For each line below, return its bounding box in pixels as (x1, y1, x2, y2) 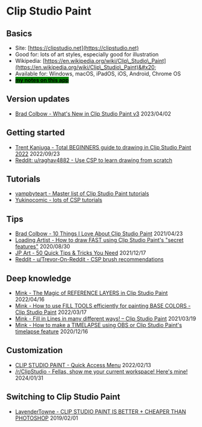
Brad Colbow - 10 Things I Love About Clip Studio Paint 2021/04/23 (15, 230, 183, 237)
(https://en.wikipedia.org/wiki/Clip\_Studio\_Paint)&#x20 (15, 64, 155, 71)
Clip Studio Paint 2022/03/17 (15, 308, 87, 316)
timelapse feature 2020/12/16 (15, 328, 88, 335)
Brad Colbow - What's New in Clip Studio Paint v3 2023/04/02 (15, 110, 171, 117)
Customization (6, 345, 64, 356)
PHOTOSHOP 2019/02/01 (15, 414, 79, 422)
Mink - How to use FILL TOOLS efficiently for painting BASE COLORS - (15, 302, 191, 310)
